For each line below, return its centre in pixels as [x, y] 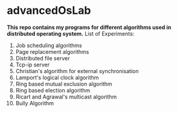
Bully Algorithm [34, 103]
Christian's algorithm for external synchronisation [77, 71]
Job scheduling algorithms [49, 45]
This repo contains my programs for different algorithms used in [89, 27]
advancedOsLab [49, 11]
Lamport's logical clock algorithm [57, 77]
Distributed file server [43, 58]
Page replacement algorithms [52, 51]
